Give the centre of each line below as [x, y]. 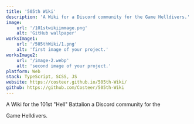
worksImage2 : [22, 55]
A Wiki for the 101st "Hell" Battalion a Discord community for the [83, 104]
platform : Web [23, 71]
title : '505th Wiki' [31, 11]
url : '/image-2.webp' [43, 60]
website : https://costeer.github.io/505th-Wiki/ [67, 82]
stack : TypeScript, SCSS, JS [42, 77]
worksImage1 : [22, 39]
